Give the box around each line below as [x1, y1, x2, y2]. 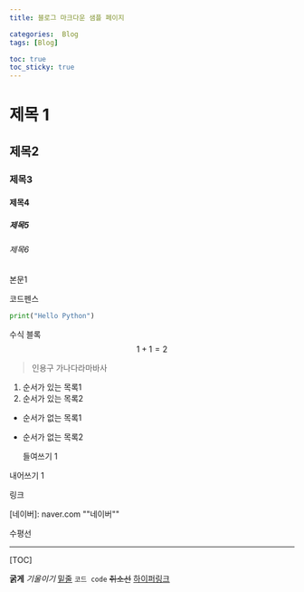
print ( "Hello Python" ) [9, 311, 95, 320]
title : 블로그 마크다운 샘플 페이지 [9, 13, 125, 23]
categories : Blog [9, 29, 79, 39]
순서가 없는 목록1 [22, 412, 82, 422]
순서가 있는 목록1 [22, 382, 82, 393]
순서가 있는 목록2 [22, 393, 84, 403]
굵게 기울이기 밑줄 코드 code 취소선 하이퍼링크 [9, 573, 170, 584]
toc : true [9, 54, 47, 63]
